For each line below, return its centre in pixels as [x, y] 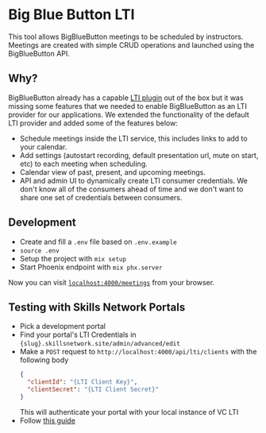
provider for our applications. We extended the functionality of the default [129, 114]
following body [44, 360]
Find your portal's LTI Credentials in [78, 334]
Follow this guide [47, 420]
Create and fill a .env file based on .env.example [98, 242]
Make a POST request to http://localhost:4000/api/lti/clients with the [138, 352]
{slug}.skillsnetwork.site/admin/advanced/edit [100, 344]
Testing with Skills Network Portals [97, 307]
